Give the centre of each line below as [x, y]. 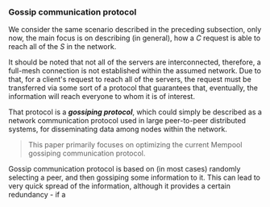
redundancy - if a [37, 195]
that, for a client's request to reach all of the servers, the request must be [130, 80]
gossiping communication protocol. [87, 153]
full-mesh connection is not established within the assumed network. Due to [135, 71]
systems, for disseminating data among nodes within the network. [118, 129]
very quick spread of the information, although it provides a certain [120, 186]
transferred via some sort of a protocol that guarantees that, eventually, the [133, 88]
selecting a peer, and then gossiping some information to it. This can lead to [134, 178]
